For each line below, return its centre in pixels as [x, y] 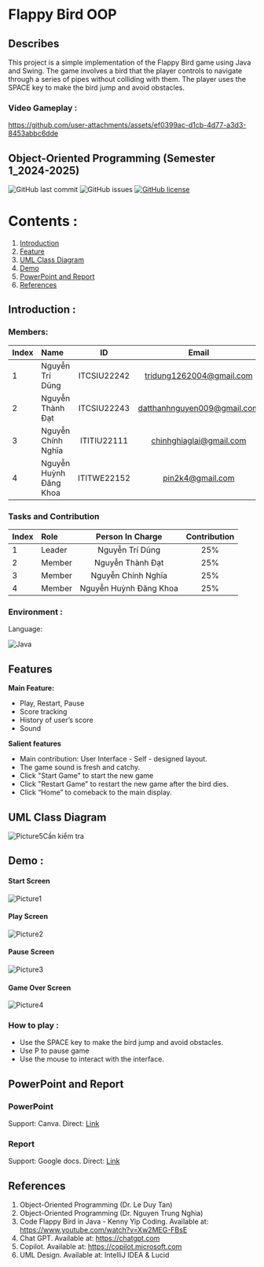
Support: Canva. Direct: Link [54, 1124]
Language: [26, 629]
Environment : [35, 612]
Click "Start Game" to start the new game [86, 776]
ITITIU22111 [104, 440]
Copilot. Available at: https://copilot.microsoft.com [101, 1247]
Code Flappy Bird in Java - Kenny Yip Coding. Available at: [114, 1221]
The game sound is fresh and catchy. [80, 767]
